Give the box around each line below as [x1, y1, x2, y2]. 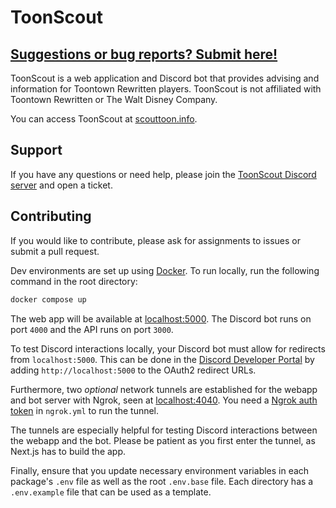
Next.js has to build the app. [10, 445, 127, 457]
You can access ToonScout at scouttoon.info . [10, 113, 198, 125]
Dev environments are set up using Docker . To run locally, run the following [10, 264, 320, 276]
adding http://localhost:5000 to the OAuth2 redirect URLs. [10, 364, 257, 376]
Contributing [10, 208, 92, 225]
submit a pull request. [10, 245, 100, 257]
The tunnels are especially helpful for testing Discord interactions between [10, 424, 318, 436]
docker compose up [10, 294, 87, 305]
